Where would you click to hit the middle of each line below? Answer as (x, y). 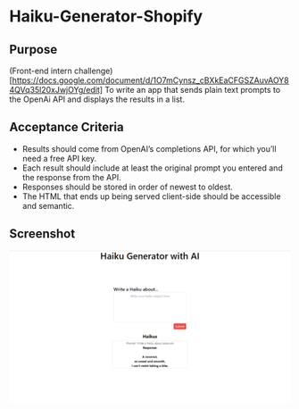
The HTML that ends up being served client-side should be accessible (151, 196)
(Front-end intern (41, 71)
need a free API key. (59, 158)
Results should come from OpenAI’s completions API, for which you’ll (149, 148)
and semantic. (48, 205)
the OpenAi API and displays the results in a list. (97, 99)
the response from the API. (72, 177)
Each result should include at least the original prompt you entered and (152, 168)
